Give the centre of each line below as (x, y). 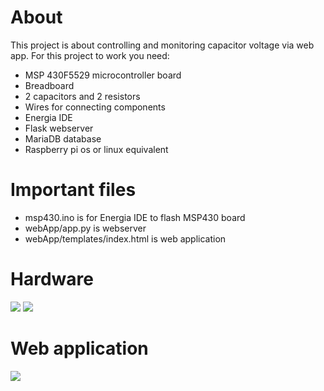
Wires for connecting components (95, 107)
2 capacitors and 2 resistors (82, 96)
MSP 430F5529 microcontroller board (103, 75)
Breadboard (49, 85)
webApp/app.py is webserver (85, 228)
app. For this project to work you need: (90, 55)
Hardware (52, 279)
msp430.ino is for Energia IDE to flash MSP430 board (135, 217)
